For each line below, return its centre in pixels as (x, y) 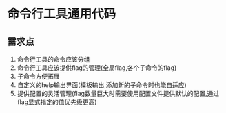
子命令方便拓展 (38, 76)
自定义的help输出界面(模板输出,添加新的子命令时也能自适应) (102, 85)
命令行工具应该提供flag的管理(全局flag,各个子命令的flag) (97, 68)
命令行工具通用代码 (62, 14)
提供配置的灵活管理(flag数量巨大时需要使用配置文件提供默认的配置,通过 (118, 93)
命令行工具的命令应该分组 (53, 59)
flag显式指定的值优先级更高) (57, 102)
